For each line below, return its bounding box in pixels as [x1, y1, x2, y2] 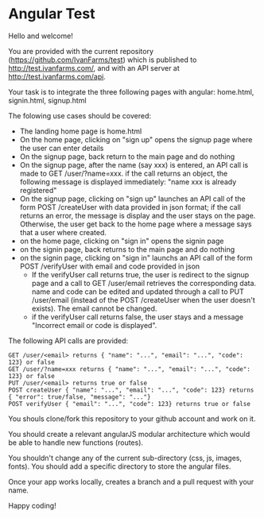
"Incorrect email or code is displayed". [31, 320, 157, 330]
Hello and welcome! [8, 31, 73, 41]
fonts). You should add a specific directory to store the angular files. [8, 462, 231, 471]
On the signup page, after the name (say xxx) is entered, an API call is [19, 160, 249, 169]
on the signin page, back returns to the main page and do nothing [19, 244, 235, 254]
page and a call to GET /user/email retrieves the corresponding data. [31, 278, 257, 288]
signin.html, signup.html [8, 95, 87, 105]
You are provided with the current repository [8, 46, 153, 56]
